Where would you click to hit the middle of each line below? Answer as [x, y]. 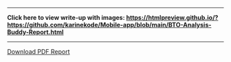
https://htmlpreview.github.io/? [172, 17]
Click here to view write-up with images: [66, 17]
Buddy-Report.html [35, 32]
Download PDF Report [38, 51]
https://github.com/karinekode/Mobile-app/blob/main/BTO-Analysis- [109, 25]
